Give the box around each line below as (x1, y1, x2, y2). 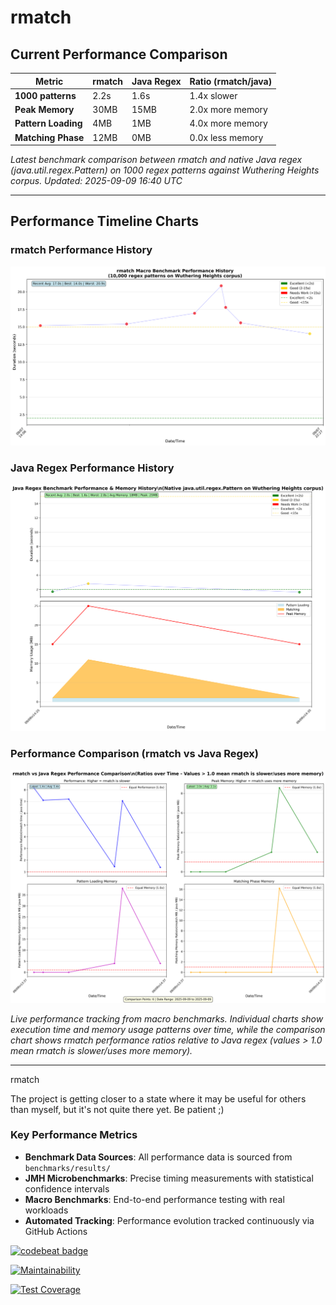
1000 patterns (14, 89, 77, 101)
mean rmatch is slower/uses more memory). (10, 1044, 193, 1056)
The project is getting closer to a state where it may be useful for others (10, 1092, 307, 1105)
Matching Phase (14, 131, 85, 143)
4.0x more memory (189, 117, 268, 130)
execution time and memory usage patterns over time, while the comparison (10, 1023, 326, 1035)
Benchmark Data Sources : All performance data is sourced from (24, 1151, 293, 1163)
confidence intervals (24, 1182, 110, 1195)
